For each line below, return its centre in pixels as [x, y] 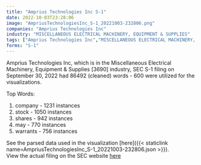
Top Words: [21, 94]
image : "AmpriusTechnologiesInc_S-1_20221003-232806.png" [81, 23]
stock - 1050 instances [43, 112]
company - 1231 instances [47, 105]
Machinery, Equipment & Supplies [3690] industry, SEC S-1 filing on [91, 69]
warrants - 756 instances [46, 131]
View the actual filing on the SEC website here [64, 155]
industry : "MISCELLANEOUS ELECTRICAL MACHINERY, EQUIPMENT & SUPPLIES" [98, 34]
